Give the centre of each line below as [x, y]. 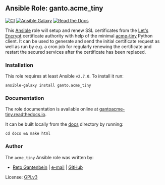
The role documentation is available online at [52, 109]
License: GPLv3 [21, 177]
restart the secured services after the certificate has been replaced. [76, 52]
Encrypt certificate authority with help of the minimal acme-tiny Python [79, 35]
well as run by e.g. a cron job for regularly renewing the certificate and [78, 46]
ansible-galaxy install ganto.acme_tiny [48, 86]
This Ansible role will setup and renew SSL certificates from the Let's [77, 30]
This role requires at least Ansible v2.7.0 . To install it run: [64, 76]
